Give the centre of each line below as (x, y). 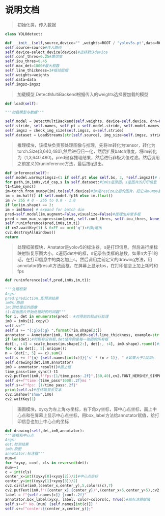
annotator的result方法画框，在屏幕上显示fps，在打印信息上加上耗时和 (87, 265)
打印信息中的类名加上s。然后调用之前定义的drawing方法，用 (91, 259)
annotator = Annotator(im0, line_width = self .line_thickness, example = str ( (83, 335)
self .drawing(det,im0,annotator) (39, 362)
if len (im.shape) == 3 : (29, 205)
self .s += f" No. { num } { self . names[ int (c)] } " (51, 504)
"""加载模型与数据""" (25, 112)
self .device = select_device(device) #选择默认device (56, 52)
